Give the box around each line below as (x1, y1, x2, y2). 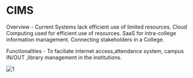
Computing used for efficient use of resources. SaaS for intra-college (6, 29, 176, 36)
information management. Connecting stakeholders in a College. (6, 36, 164, 43)
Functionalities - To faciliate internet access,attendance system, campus (6, 47, 184, 54)
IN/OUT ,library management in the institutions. (6, 54, 122, 61)
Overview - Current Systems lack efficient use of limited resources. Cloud (6, 23, 188, 30)
